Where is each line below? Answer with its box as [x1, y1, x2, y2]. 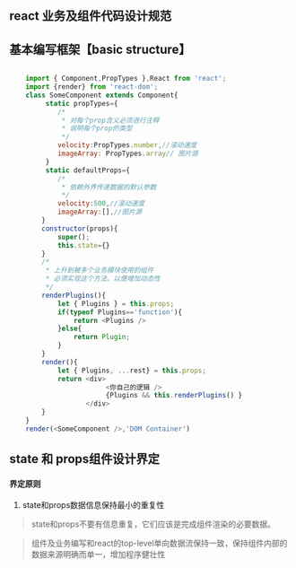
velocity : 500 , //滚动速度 [57, 199, 145, 208]
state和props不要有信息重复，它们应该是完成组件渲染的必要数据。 [30, 519, 276, 529]
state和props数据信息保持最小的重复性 [22, 500, 165, 511]
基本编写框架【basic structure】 [9, 41, 191, 57]
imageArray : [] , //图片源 [57, 207, 143, 217]
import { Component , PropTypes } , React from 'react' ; [25, 74, 227, 83]
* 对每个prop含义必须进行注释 [61, 116, 160, 125]
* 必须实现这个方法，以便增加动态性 [45, 275, 161, 284]
